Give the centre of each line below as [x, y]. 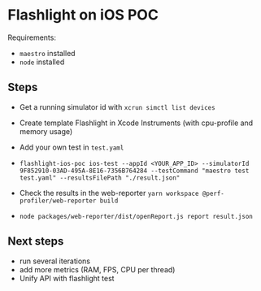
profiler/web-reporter [58, 201]
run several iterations [55, 261]
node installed [42, 62]
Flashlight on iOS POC [83, 15]
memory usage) [46, 131]
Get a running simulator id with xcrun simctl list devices [117, 106]
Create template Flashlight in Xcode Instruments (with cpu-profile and [136, 123]
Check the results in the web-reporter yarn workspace [109, 193]
